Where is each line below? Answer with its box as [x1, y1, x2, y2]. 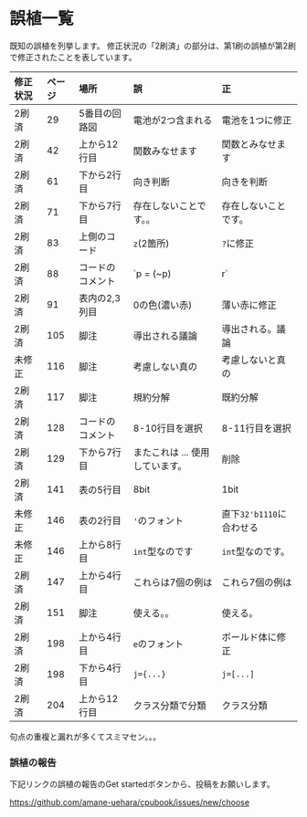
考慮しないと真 [221, 353, 286, 366]
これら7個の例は [221, 576, 292, 589]
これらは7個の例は [132, 576, 213, 589]
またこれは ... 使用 [132, 445, 210, 458]
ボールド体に [221, 631, 277, 644]
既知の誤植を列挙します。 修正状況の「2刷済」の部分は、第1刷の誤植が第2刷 [9, 40, 297, 51]
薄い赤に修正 [221, 299, 277, 311]
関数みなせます [132, 144, 198, 157]
